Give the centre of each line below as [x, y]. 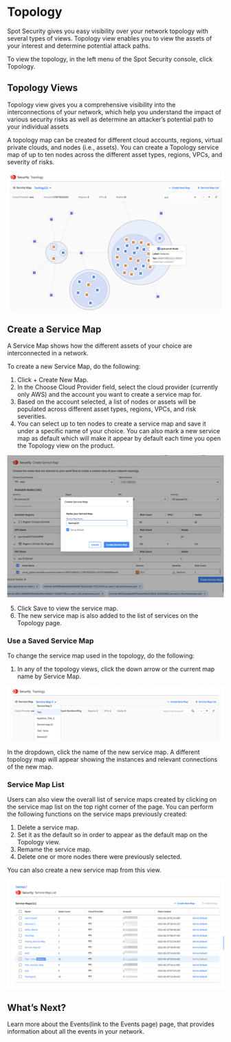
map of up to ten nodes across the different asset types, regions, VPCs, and [114, 154]
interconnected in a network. [48, 353]
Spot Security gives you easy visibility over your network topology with [108, 31]
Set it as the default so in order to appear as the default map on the [112, 835]
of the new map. [30, 767]
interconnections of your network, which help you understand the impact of [114, 112]
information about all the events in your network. [76, 1032]
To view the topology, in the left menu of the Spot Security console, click [110, 59]
